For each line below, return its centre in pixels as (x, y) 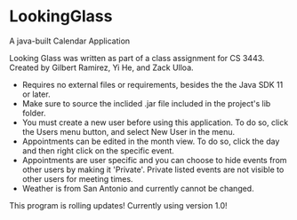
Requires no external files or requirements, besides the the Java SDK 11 (153, 84)
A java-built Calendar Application (70, 41)
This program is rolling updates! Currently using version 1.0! (119, 205)
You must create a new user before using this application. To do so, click (155, 122)
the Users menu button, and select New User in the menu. (128, 131)
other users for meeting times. (77, 178)
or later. (36, 94)
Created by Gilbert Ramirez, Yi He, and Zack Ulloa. (101, 67)
